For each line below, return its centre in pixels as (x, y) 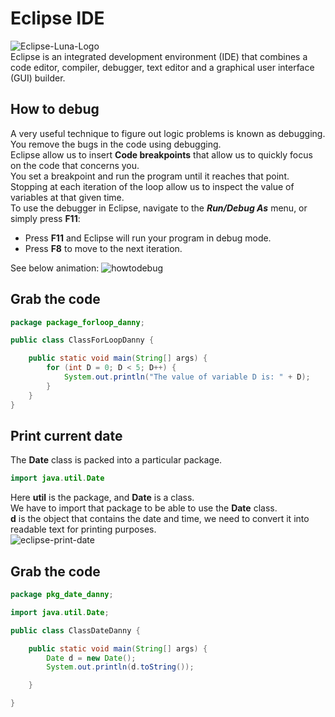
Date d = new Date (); (91, 658)
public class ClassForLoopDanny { (82, 340)
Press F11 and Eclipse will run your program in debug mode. (148, 238)
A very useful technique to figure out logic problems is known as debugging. (168, 133)
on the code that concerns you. (75, 165)
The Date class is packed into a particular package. (116, 460)
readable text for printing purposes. (83, 529)
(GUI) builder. (38, 78)
